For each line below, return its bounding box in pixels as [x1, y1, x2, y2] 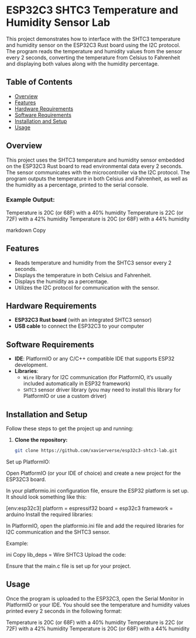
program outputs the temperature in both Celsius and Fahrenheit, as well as [6, 175, 188, 182]
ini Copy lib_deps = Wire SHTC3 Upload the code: [6, 551, 126, 558]
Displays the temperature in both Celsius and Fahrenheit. [14, 272, 152, 279]
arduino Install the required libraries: [6, 510, 94, 518]
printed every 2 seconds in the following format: [6, 607, 122, 615]
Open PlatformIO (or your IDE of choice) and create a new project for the [6, 469, 181, 476]
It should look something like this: [6, 493, 87, 500]
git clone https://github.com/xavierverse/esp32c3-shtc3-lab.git [14, 448, 177, 454]
